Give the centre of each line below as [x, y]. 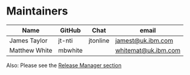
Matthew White [31, 50]
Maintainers [37, 11]
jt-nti [66, 41]
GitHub [70, 30]
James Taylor [28, 41]
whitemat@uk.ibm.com [148, 50]
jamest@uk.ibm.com [144, 41]
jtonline [99, 41]
